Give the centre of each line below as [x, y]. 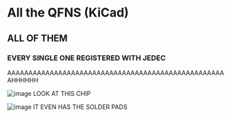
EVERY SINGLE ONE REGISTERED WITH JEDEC [87, 58]
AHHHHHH [23, 80]
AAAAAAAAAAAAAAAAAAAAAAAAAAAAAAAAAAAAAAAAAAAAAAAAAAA [115, 72]
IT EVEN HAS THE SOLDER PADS [80, 107]
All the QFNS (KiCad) [68, 13]
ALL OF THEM [37, 38]
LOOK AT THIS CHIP [62, 93]
